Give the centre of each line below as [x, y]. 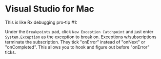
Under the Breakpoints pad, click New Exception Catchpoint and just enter [79, 31]
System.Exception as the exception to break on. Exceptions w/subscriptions [81, 37]
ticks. [10, 52]
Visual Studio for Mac [50, 9]
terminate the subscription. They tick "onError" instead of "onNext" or [75, 42]
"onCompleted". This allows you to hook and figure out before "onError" [77, 47]
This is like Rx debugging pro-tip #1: [41, 22]
